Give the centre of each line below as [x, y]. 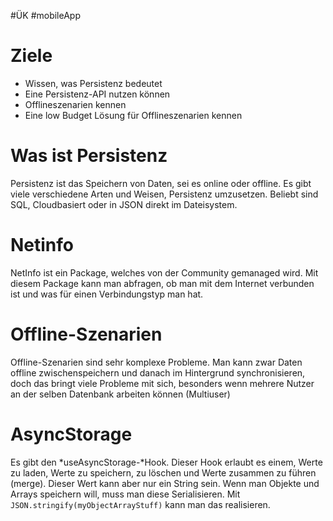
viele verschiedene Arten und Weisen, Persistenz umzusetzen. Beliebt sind [164, 194]
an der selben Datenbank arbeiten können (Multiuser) [120, 394]
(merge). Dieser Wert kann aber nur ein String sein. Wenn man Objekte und [165, 483]
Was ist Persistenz [89, 156]
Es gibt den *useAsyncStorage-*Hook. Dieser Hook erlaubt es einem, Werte [166, 462]
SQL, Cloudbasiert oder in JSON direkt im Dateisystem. [124, 204]
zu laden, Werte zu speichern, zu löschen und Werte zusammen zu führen [163, 472]
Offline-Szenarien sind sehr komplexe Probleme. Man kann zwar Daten [156, 362]
